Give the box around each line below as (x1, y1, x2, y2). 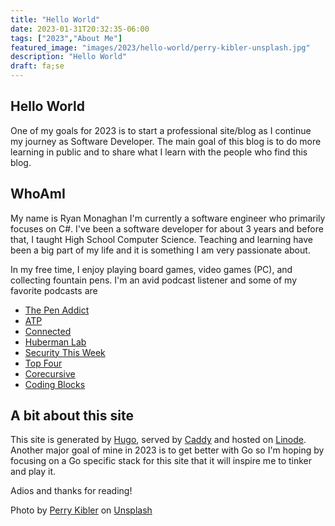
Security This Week (24, 346, 106, 358)
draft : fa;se (10, 61, 65, 71)
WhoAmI (10, 186, 66, 203)
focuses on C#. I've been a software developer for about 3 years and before (10, 222, 324, 235)
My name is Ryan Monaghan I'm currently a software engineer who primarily (10, 212, 326, 224)
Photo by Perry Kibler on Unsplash (10, 504, 153, 516)
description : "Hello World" (10, 52, 128, 62)
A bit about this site (10, 407, 134, 425)
